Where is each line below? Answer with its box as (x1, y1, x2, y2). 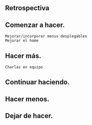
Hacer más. (5, 51, 42, 60)
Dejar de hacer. (5, 112, 53, 120)
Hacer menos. (5, 95, 49, 103)
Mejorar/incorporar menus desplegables (5, 34, 88, 39)
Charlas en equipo (5, 65, 43, 70)
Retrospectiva (5, 4, 49, 12)
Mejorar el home (5, 38, 39, 43)
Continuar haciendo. (5, 78, 70, 86)
